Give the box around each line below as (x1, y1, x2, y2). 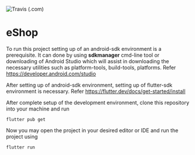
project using (6, 133, 38, 140)
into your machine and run (6, 105, 70, 112)
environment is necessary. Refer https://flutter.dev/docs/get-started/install (6, 88, 186, 95)
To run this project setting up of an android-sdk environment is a (6, 45, 162, 52)
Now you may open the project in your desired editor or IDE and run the (6, 126, 179, 134)
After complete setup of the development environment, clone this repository (6, 99, 189, 106)
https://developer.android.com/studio (6, 70, 97, 77)
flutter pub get (6, 116, 46, 122)
